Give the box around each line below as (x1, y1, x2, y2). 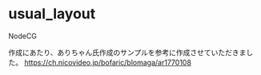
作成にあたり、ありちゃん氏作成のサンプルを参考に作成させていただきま (8, 47, 247, 57)
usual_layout (8, 5, 96, 23)
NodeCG (8, 31, 38, 41)
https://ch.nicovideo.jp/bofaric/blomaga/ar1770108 (23, 57, 192, 67)
